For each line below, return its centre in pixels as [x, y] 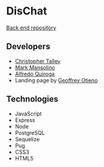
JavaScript [28, 114]
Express [25, 120]
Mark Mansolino [35, 67]
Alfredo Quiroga [35, 74]
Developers [28, 47]
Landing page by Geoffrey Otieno [56, 80]
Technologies [32, 99]
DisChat [27, 11]
